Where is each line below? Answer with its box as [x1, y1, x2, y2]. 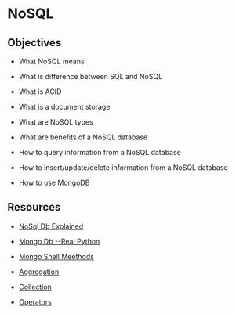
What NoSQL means [18, 56, 85, 66]
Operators [18, 297, 52, 306]
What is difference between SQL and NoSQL [18, 72, 163, 81]
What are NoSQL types [18, 117, 93, 126]
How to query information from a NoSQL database [18, 148, 181, 157]
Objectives [7, 36, 62, 49]
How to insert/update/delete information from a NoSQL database [18, 163, 228, 172]
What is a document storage [18, 103, 111, 111]
